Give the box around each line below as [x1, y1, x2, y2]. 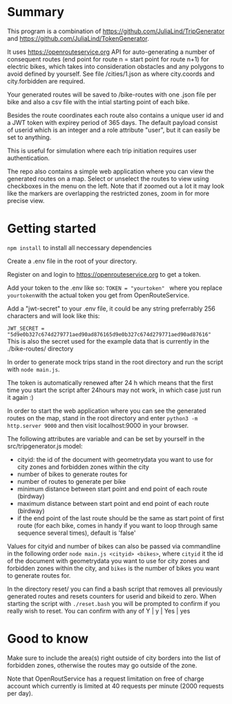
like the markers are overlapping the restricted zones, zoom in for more [7, 189, 210, 197]
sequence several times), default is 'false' [17, 529, 136, 537]
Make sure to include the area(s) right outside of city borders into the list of [7, 654, 221, 662]
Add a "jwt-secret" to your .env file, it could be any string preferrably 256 [7, 304, 215, 313]
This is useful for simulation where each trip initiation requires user [7, 146, 197, 155]
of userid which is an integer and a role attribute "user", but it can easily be [7, 126, 220, 134]
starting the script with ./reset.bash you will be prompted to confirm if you [7, 599, 220, 607]
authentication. [7, 153, 50, 162]
